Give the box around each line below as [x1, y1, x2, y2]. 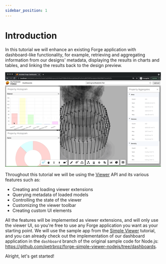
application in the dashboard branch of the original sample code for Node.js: [5, 238, 159, 244]
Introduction [5, 30, 57, 41]
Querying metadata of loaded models [12, 192, 89, 198]
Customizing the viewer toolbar [12, 202, 77, 208]
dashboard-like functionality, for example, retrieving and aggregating [5, 52, 146, 58]
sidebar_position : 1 [5, 8, 48, 13]
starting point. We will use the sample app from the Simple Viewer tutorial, [5, 228, 156, 234]
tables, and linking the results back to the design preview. [5, 62, 123, 68]
